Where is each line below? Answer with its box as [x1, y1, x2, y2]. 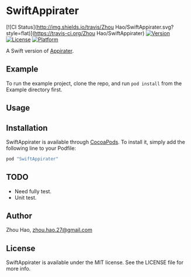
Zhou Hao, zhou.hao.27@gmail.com [6, 227, 92, 234]
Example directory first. [6, 86, 62, 93]
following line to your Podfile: [6, 145, 77, 152]
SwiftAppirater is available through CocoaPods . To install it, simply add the [6, 138, 185, 145]
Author [6, 211, 32, 221]
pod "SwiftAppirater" [6, 156, 59, 162]
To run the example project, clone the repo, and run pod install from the [6, 80, 182, 87]
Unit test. [14, 194, 37, 201]
